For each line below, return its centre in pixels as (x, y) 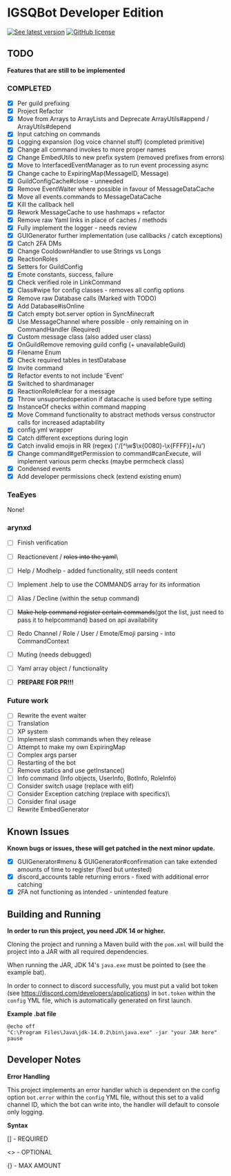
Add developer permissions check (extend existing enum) (99, 476)
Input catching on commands (59, 134)
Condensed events (44, 468)
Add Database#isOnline (51, 306)
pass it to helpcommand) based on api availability (88, 620)
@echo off (21, 1027)
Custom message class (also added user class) (84, 336)
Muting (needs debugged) (54, 654)
